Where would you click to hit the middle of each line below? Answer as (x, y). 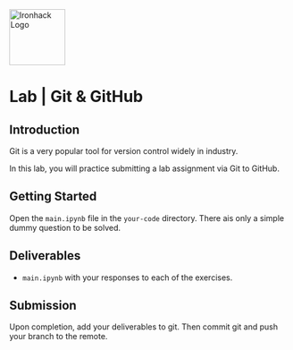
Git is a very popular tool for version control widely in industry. (124, 151)
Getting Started (53, 196)
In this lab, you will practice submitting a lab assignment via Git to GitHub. (144, 168)
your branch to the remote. (59, 337)
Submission (43, 306)
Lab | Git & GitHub (76, 97)
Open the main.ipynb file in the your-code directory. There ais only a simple (146, 218)
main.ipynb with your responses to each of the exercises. (127, 277)
